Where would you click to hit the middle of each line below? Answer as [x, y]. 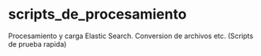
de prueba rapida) [37, 44]
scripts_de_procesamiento [97, 14]
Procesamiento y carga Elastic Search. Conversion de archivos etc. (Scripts [131, 36]
